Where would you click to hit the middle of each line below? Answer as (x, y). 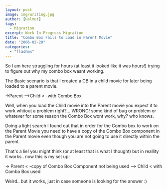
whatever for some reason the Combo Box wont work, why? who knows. (80, 116)
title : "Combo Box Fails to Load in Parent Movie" (59, 38)
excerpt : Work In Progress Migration (44, 33)
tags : (11, 24)
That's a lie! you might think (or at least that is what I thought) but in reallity (82, 151)
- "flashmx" (22, 51)
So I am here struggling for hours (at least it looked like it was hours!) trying (83, 66)
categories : (17, 47)
